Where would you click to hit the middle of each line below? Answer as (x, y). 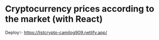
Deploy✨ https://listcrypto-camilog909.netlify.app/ (56, 32)
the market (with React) (54, 19)
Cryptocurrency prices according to (80, 9)
